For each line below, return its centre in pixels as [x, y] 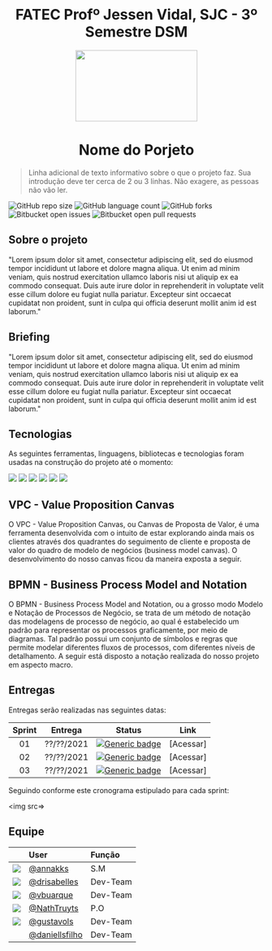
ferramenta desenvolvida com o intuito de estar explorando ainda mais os [132, 533]
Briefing [29, 337]
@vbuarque [51, 895]
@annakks [49, 868]
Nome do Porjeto [136, 150]
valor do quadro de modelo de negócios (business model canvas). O [123, 550]
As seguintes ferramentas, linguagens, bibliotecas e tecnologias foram [126, 454]
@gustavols [51, 921]
